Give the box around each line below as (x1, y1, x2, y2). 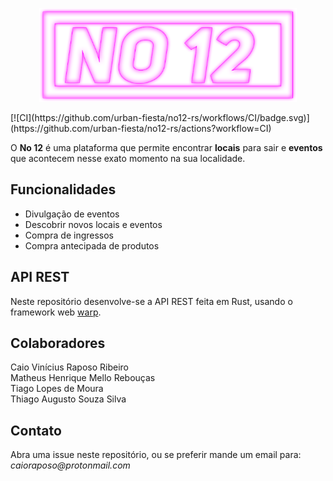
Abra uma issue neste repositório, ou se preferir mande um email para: (10, 449, 302, 461)
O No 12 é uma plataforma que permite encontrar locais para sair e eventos (10, 142, 323, 153)
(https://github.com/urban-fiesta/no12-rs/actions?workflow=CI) (10, 123, 272, 134)
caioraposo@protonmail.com (10, 459, 131, 472)
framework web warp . (10, 306, 102, 318)
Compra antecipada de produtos (24, 239, 160, 252)
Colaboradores (10, 335, 106, 352)
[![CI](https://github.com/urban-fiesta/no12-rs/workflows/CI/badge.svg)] (10, 112, 310, 123)
